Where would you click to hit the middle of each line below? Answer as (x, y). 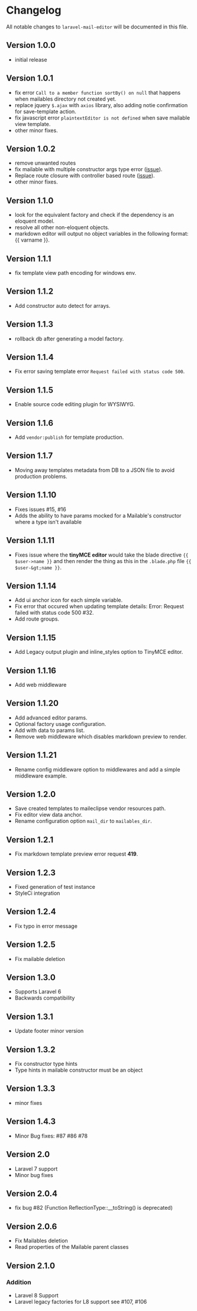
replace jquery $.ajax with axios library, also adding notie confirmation (101, 105)
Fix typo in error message (46, 926)
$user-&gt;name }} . (38, 567)
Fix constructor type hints (46, 1064)
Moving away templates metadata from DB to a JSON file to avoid (95, 470)
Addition (19, 1283)
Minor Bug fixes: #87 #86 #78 (51, 1136)
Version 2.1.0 (30, 1266)
